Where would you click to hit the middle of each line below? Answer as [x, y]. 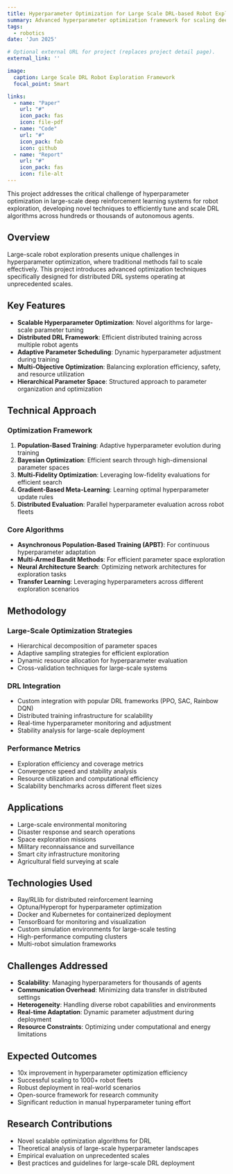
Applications [35, 808]
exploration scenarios [48, 589]
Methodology [37, 611]
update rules [35, 497]
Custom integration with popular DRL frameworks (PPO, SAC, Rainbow [118, 701]
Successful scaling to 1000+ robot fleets [75, 1080]
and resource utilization [51, 374]
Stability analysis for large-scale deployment [81, 730]
